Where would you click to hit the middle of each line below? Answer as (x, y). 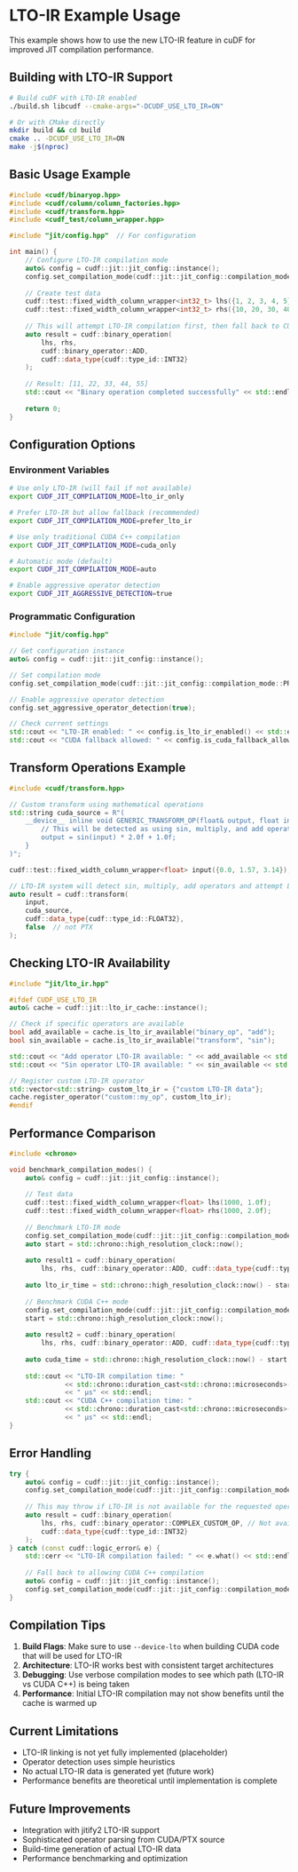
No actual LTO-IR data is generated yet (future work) (118, 1772)
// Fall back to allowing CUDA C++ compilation (114, 1573)
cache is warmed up (59, 1703)
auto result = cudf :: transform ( (69, 894)
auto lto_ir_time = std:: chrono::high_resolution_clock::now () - (149, 1285)
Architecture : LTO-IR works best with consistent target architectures (148, 1665)
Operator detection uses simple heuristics (98, 1762)
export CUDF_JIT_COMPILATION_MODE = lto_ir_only (97, 497)
